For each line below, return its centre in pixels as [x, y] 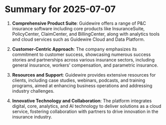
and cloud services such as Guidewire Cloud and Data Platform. [78, 39]
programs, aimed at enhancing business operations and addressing [82, 85]
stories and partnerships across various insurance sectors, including [83, 59]
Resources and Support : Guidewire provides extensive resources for [84, 75]
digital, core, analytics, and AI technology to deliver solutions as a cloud [87, 106]
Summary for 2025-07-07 [60, 9]
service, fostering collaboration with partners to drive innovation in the [85, 111]
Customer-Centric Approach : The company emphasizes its [74, 49]
